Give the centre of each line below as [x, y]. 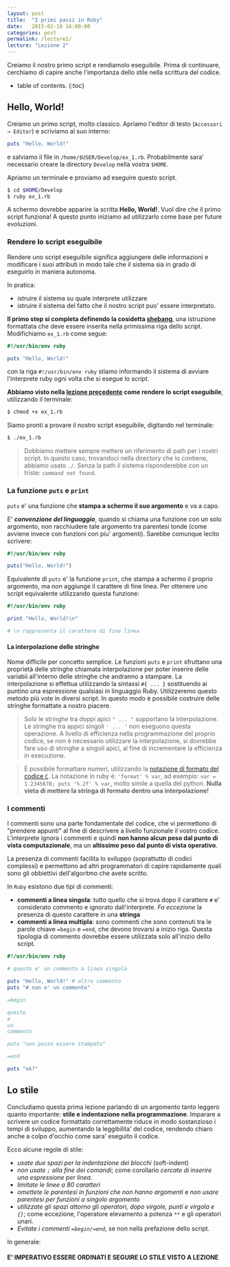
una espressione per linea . [55, 1177]
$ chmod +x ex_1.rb [35, 412]
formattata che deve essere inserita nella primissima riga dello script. [105, 326]
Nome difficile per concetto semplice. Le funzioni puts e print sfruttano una [115, 662]
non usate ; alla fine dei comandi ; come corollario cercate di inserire [114, 1170]
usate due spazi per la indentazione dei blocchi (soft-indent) [103, 1163]
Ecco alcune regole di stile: [45, 1149]
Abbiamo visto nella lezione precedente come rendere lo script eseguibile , [115, 392]
